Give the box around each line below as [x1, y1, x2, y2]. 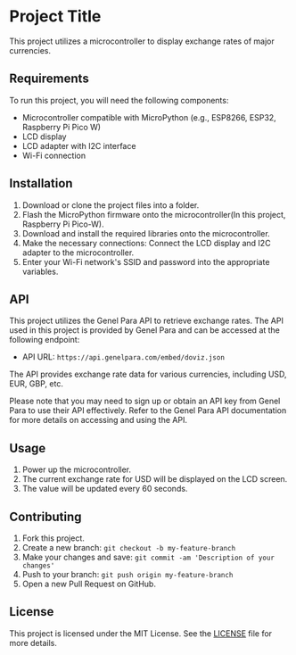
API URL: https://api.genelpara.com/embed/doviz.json [21, 352, 226, 362]
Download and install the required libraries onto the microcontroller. [21, 228, 270, 238]
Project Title [9, 6, 102, 27]
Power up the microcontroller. [21, 464, 132, 475]
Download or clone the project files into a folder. [21, 199, 200, 211]
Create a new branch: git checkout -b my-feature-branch [21, 543, 236, 552]
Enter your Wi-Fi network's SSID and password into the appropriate [21, 256, 270, 267]
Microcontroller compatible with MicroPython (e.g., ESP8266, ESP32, [21, 112, 276, 122]
